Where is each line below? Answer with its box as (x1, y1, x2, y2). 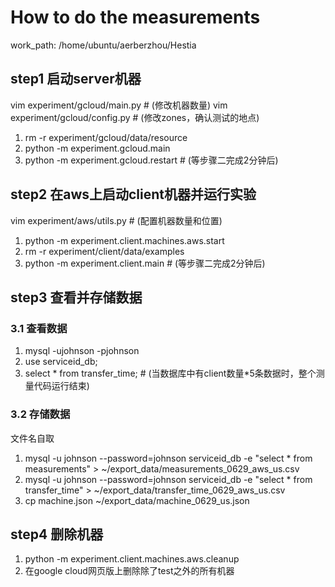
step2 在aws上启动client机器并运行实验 (10, 186, 257, 203)
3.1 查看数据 (10, 321, 68, 335)
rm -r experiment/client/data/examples (24, 245, 185, 257)
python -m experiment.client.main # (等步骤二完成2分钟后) (24, 257, 266, 269)
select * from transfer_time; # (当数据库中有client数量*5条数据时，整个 (24, 367, 317, 380)
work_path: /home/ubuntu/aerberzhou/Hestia (10, 39, 197, 51)
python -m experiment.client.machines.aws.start (24, 234, 225, 246)
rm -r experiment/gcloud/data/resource (24, 131, 188, 143)
